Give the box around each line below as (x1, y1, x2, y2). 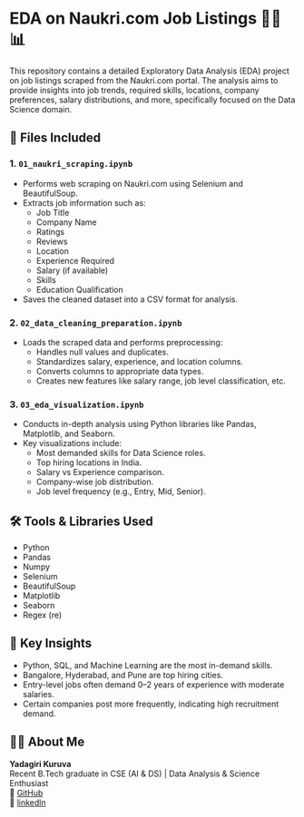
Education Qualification (35, 284, 124, 295)
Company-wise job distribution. (35, 476, 154, 488)
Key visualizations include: (22, 438, 123, 449)
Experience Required (35, 255, 115, 266)
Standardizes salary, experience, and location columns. (35, 355, 243, 366)
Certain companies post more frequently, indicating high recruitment (22, 698, 279, 709)
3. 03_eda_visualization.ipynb (9, 398, 144, 411)
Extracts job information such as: (22, 197, 147, 208)
